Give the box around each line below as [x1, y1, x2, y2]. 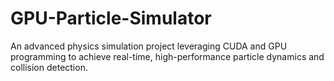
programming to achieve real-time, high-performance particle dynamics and [10, 50, 325, 62]
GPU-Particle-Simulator [10, 7, 212, 30]
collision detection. [10, 61, 88, 73]
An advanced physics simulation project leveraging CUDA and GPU [10, 40, 288, 52]
